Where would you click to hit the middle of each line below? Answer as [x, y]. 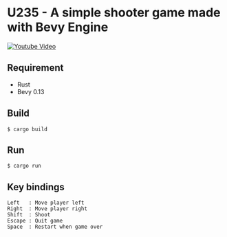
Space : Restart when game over [55, 227]
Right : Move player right [47, 209]
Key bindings [36, 187]
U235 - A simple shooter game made [114, 13]
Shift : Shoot [29, 215]
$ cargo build [28, 129]
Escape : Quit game [35, 221]
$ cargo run [24, 166]
